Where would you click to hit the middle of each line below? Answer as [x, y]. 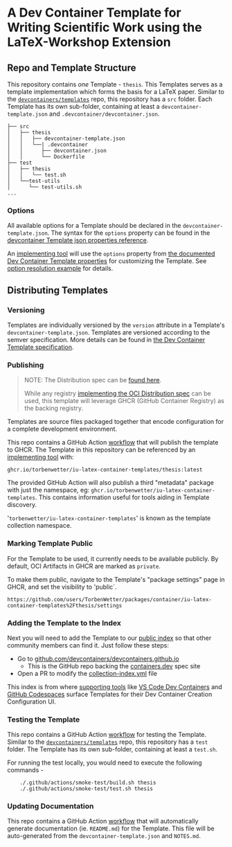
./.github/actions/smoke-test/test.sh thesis [87, 789]
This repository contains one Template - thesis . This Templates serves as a [115, 84]
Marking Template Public [50, 544]
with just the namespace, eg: [48, 490]
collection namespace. [39, 526]
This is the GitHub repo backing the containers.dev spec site [114, 666]
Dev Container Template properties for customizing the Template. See [107, 261]
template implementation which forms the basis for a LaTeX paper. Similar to [116, 92]
